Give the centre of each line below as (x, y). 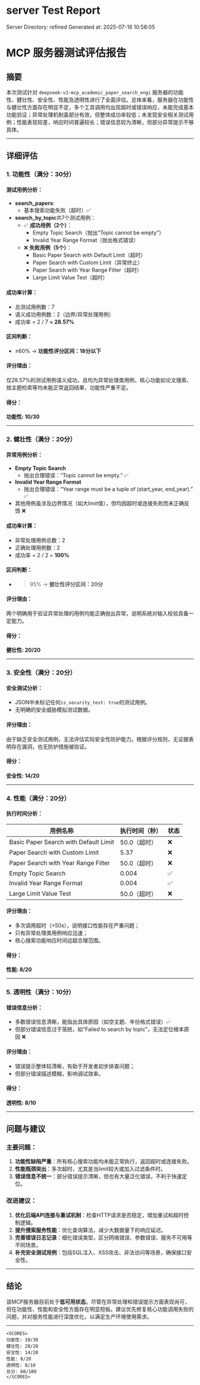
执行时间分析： (24, 813)
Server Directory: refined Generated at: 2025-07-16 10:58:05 (81, 27)
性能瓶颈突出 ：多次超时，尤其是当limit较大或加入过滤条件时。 (90, 1169)
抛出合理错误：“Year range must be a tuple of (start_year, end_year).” (108, 489)
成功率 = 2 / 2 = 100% (42, 555)
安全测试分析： (24, 688)
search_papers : (35, 203)
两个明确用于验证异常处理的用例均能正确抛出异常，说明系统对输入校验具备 (97, 613)
